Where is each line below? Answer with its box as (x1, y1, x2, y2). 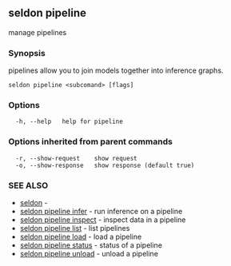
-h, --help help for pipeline (15, 117, 124, 126)
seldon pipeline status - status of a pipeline (19, 240, 162, 250)
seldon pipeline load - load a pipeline (19, 232, 142, 241)
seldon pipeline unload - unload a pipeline (19, 249, 158, 258)
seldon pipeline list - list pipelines (19, 224, 130, 232)
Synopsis (8, 47, 46, 58)
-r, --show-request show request (15, 154, 137, 162)
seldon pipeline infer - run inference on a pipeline (19, 207, 183, 216)
